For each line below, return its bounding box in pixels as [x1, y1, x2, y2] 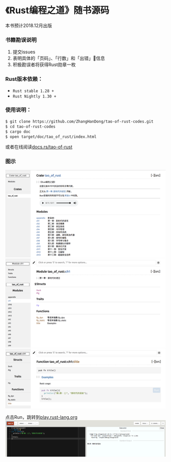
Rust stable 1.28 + [12, 88, 54, 94]
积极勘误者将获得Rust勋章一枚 [12, 61, 76, 68]
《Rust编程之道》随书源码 [5, 5, 109, 16]
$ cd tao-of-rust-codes [5, 124, 56, 129]
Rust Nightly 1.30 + [12, 94, 56, 99]
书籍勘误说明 [5, 36, 37, 43]
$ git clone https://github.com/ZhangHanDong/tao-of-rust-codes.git [5, 119, 154, 124]
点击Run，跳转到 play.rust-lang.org [5, 414, 78, 420]
